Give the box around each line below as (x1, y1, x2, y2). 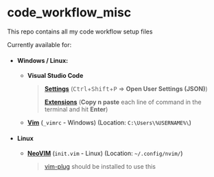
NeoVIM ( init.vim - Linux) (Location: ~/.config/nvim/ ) (27, 149, 183, 158)
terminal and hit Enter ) (44, 105, 108, 113)
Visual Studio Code (27, 72, 84, 80)
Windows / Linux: (16, 56, 69, 64)
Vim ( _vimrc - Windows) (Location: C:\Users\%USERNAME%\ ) (27, 118, 192, 127)
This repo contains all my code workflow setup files (7, 27, 153, 36)
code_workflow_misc (7, 5, 132, 21)
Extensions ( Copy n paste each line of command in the (44, 98, 202, 107)
